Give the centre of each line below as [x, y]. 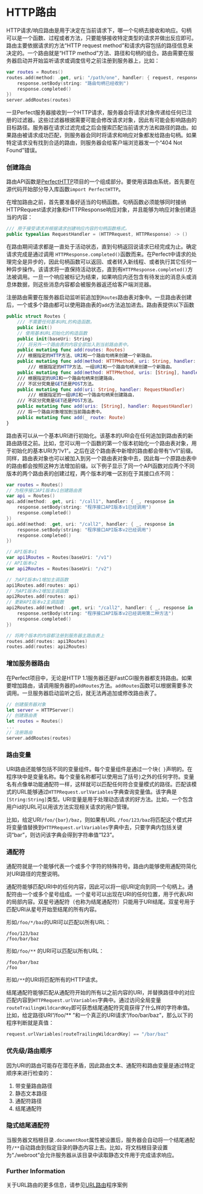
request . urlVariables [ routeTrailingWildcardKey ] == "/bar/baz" [88, 1034]
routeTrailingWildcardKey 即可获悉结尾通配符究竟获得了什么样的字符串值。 [100, 1008]
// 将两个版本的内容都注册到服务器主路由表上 [55, 636]
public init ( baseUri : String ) [55, 339]
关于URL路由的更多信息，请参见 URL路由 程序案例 [67, 1185]
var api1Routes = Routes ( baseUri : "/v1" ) [59, 558]
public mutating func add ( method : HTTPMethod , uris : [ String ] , [98, 373]
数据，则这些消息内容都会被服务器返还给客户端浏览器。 [85, 284]
